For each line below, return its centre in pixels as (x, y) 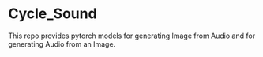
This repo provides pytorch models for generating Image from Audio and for (131, 36)
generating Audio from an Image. (62, 44)
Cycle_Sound (53, 14)
